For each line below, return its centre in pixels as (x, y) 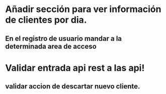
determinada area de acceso (51, 46)
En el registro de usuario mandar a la (64, 38)
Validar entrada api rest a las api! (75, 68)
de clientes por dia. (46, 20)
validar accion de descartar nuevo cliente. (73, 86)
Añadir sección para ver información (83, 9)
